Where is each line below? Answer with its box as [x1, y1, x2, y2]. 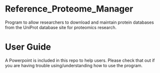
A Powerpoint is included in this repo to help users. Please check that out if [5, 57, 155, 63]
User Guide [5, 42, 51, 53]
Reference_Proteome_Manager [5, 3, 133, 15]
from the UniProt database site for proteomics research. [5, 24, 117, 30]
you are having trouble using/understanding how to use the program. [5, 62, 143, 68]
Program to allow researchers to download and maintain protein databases [5, 19, 154, 25]
